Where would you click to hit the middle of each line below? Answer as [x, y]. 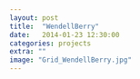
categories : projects [50, 43]
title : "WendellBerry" [55, 26]
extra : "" [28, 52]
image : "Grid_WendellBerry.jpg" [70, 60]
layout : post [34, 18]
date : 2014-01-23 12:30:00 [65, 35]
